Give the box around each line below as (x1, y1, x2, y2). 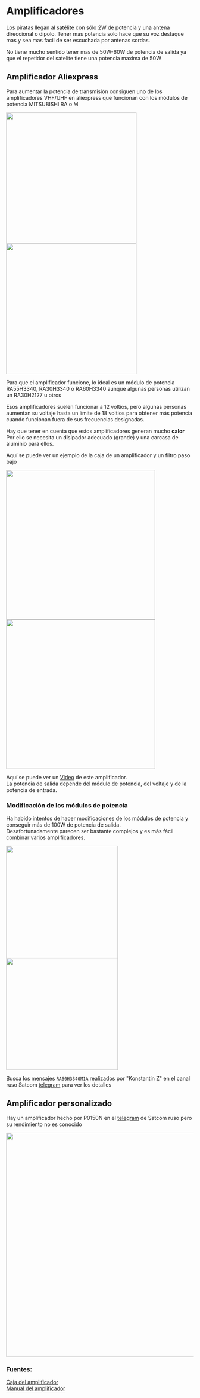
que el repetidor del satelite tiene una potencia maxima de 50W (6, 54, 162, 62)
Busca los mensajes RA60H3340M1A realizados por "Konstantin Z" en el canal (6, 1075, 190, 1082)
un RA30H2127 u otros (6, 391, 61, 399)
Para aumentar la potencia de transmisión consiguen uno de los (6, 88, 162, 95)
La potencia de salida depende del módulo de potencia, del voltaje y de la (6, 780, 187, 787)
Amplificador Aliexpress (6, 72, 98, 82)
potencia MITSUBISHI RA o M (6, 100, 79, 108)
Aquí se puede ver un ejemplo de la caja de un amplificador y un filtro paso (6, 451, 190, 458)
